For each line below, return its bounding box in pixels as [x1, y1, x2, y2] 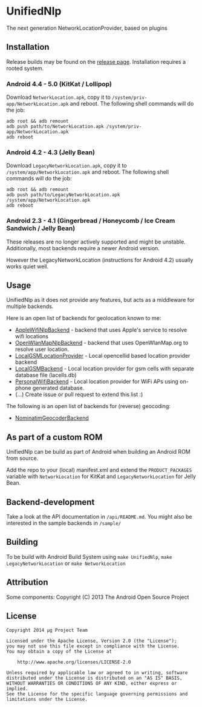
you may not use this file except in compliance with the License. [6, 643, 180, 649]
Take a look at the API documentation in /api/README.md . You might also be [6, 513, 192, 521]
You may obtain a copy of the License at [6, 648, 112, 654]
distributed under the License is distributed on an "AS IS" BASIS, [6, 675, 183, 681]
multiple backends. [6, 302, 54, 310]
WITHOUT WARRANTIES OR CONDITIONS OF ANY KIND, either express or [6, 680, 177, 686]
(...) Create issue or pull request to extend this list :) [15, 391, 143, 398]
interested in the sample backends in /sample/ [6, 519, 122, 527]
